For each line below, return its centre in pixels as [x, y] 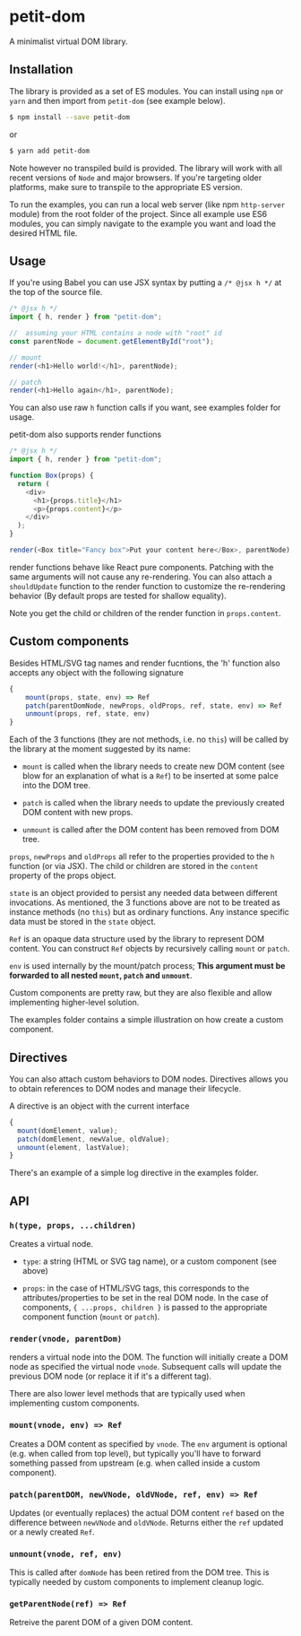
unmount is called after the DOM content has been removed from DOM [150, 830]
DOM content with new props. [77, 813]
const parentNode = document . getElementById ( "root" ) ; [112, 341]
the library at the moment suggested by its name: [100, 749]
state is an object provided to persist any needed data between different [143, 893]
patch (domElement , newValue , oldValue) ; [94, 1139]
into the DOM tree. [56, 786]
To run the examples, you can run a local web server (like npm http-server [147, 204]
